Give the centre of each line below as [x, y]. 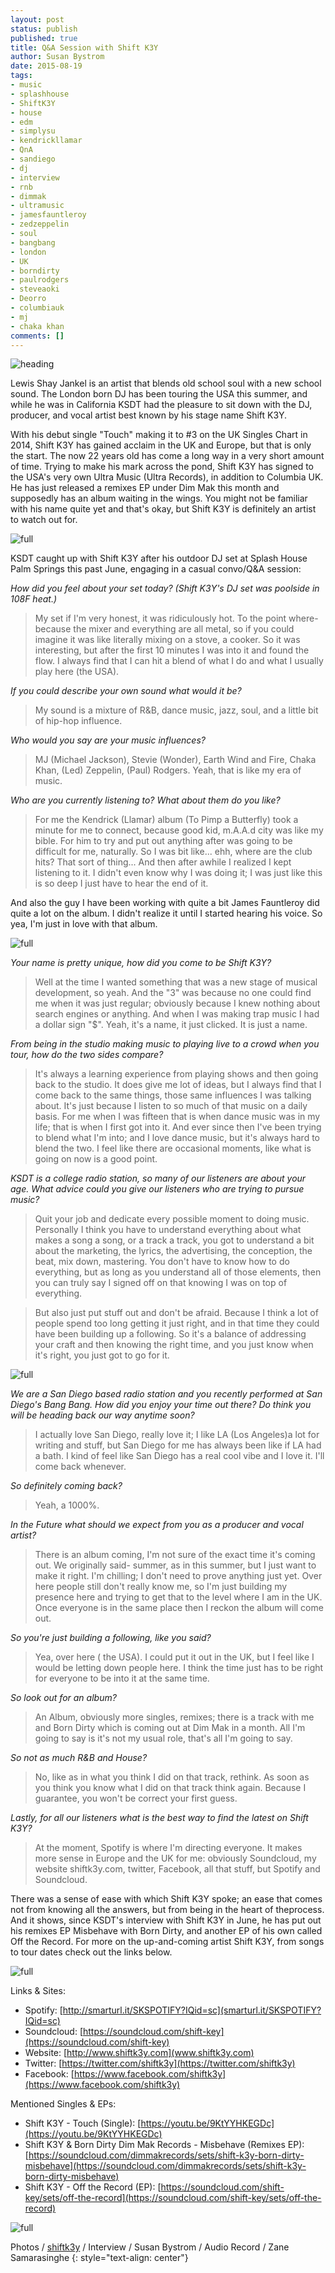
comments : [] [37, 336]
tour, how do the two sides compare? [87, 1055]
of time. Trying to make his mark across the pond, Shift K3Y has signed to [162, 467]
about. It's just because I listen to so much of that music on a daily [171, 1106]
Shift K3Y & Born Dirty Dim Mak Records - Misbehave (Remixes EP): [164, 2145]
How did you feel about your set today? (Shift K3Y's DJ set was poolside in [165, 588]
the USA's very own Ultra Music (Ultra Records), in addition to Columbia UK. [167, 477]
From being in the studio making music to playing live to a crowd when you [165, 1044]
